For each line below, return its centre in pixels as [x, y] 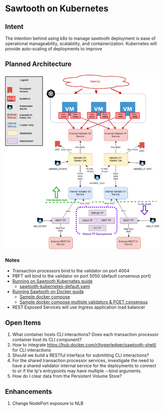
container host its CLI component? [47, 340]
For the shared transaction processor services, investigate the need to [83, 361]
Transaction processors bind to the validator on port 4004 [71, 271]
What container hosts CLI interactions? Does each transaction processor [85, 335]
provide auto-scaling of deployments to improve [54, 49]
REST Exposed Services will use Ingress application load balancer [79, 307]
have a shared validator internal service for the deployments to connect [84, 366]
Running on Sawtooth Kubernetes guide [52, 281]
